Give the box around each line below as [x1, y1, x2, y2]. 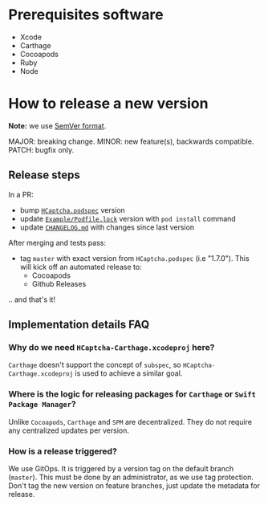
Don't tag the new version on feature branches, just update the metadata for [8, 480, 261, 491]
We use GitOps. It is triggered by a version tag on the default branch [8, 463, 234, 473]
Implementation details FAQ [8, 318, 150, 332]
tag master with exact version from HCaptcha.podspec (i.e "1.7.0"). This [19, 253, 250, 263]
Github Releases [31, 279, 87, 288]
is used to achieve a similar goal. [75, 369, 183, 378]
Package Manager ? [8, 399, 76, 410]
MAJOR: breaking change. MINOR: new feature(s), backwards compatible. [8, 136, 254, 146]
